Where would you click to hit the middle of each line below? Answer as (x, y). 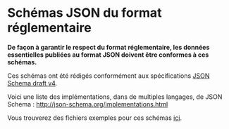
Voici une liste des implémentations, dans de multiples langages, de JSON (115, 97)
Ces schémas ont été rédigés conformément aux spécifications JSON (109, 76)
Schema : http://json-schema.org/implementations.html (88, 104)
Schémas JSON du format (85, 13)
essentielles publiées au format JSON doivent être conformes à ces (108, 55)
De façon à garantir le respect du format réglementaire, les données (109, 47)
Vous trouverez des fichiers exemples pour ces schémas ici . (94, 118)
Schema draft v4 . (32, 83)
